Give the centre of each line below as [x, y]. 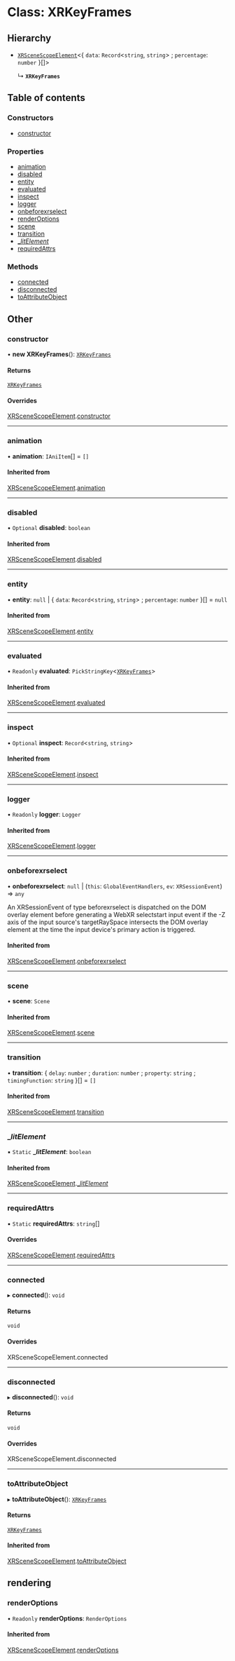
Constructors [30, 118]
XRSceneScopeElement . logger [51, 846]
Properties [26, 151]
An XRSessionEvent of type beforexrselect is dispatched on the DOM [107, 907]
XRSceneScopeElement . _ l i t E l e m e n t [58, 1184]
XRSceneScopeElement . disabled [55, 560]
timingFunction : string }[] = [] [52, 1080]
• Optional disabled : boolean [49, 528]
